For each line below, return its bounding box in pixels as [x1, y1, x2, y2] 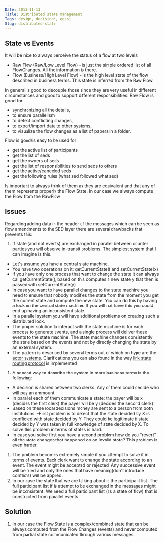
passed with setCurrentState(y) [12, 281, 76, 287]
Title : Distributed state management [5, 12, 82, 17]
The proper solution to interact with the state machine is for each [12, 323, 144, 329]
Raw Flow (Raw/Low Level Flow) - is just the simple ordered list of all [12, 62, 151, 68]
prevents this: [5, 231, 33, 237]
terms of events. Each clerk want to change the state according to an [12, 457, 152, 463]
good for [5, 98, 23, 103]
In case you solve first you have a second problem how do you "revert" [12, 432, 156, 438]
